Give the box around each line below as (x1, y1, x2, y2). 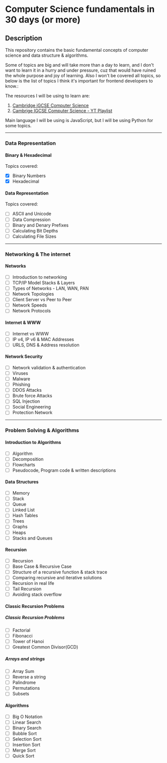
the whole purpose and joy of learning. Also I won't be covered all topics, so (5, 73, 161, 78)
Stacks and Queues (12, 535, 53, 541)
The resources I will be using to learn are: (5, 93, 90, 99)
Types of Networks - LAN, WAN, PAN (12, 285, 89, 292)
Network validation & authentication (12, 364, 86, 370)
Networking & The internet (5, 250, 71, 257)
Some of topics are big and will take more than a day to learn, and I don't (5, 62, 154, 68)
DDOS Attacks (12, 387, 42, 393)
